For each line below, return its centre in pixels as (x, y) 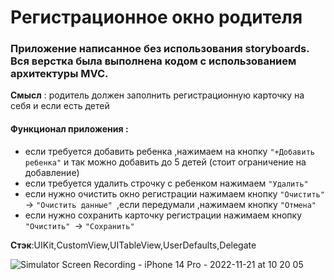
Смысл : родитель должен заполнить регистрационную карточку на (157, 95)
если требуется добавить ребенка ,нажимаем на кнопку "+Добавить (169, 151)
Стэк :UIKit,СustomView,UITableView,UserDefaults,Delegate (133, 245)
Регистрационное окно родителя (156, 17)
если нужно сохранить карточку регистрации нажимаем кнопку (163, 215)
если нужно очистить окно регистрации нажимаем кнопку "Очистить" (174, 193)
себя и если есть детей (60, 106)
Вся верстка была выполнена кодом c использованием (153, 61)
